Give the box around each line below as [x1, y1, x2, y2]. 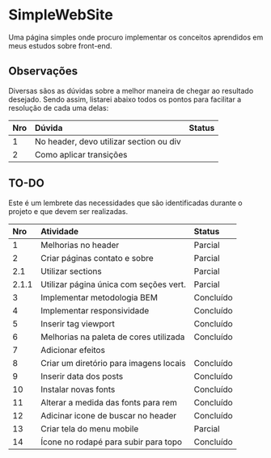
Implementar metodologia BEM [40, 292, 158, 303]
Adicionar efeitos [40, 344, 105, 355]
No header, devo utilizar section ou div [35, 136, 181, 147]
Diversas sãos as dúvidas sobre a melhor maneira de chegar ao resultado [8, 86, 254, 95]
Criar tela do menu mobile [40, 422, 139, 434]
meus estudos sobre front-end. [8, 40, 112, 50]
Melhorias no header [40, 239, 120, 250]
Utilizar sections [40, 265, 103, 276]
